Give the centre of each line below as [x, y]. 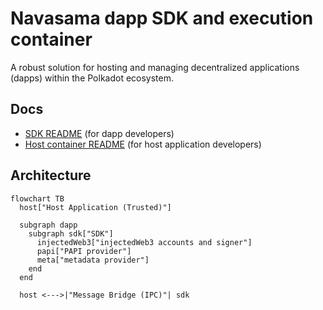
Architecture [51, 175]
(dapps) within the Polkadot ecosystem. [92, 78]
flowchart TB [37, 198]
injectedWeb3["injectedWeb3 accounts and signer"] [144, 242]
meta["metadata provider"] [93, 260]
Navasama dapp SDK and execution [162, 18]
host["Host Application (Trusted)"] [95, 207]
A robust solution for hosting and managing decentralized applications [155, 67]
